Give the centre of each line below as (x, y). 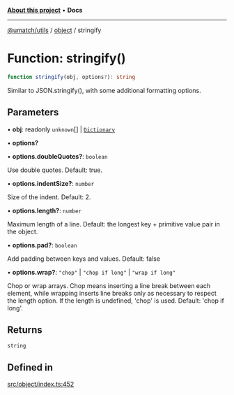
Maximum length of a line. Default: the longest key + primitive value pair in (114, 224)
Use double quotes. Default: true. (55, 170)
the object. (23, 231)
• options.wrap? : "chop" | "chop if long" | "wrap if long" (92, 272)
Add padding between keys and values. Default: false (84, 259)
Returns (25, 330)
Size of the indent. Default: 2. (49, 197)
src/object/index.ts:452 (41, 385)
